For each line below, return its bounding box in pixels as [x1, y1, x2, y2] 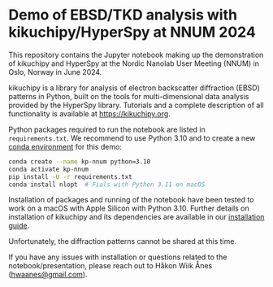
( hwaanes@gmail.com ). [8, 270, 88, 280]
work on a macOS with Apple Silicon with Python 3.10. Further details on [8, 203, 249, 213]
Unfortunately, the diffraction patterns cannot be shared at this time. [8, 237, 237, 246]
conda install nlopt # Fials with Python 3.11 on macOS [8, 180, 206, 189]
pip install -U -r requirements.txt [8, 172, 132, 180]
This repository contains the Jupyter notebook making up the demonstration [8, 50, 264, 59]
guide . [8, 221, 30, 231]
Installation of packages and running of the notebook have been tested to [8, 195, 254, 205]
